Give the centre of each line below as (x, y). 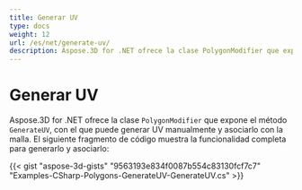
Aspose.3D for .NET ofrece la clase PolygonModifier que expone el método (148, 120)
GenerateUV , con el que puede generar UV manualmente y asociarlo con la (146, 130)
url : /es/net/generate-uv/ (60, 43)
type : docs (30, 26)
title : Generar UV (44, 17)
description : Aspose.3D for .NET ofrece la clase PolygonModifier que (144, 51)
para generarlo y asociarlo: (59, 149)
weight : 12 (30, 34)
